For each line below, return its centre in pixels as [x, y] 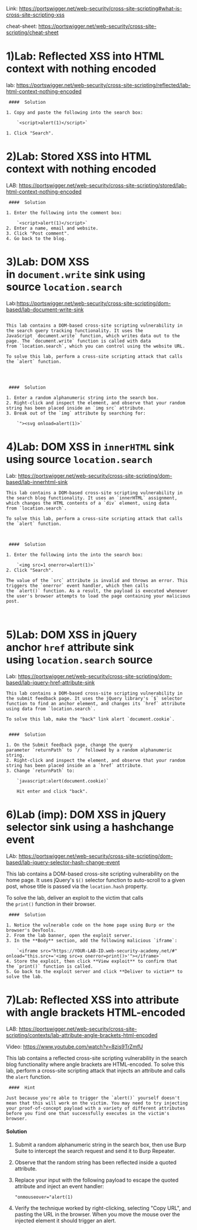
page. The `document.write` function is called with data [79, 341]
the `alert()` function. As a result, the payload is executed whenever [97, 591]
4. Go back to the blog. [36, 238]
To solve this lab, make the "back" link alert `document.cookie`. [91, 719]
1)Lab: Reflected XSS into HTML [85, 56]
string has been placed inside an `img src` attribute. [76, 408]
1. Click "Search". [30, 133]
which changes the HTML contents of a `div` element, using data [88, 503]
